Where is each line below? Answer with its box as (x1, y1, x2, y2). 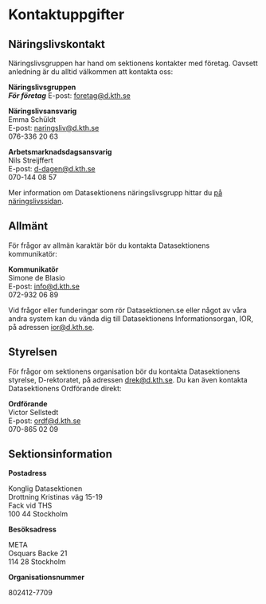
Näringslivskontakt (8, 37, 105, 51)
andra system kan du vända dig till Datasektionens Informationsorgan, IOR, (8, 313, 253, 324)
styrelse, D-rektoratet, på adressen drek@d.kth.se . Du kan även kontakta (8, 375, 248, 384)
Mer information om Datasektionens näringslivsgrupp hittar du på (8, 188, 223, 197)
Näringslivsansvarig (8, 106, 77, 116)
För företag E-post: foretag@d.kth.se (8, 91, 131, 100)
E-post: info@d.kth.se (8, 281, 80, 291)
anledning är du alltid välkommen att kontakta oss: (8, 67, 174, 76)
